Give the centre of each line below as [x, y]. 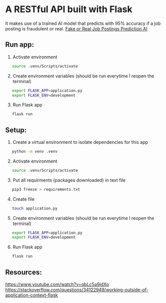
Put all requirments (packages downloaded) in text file [69, 180]
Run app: [20, 45]
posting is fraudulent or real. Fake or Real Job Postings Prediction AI [76, 28]
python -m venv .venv [35, 151]
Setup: [16, 130]
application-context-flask [32, 295]
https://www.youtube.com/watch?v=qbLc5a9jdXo [57, 284]
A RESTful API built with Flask [69, 9]
